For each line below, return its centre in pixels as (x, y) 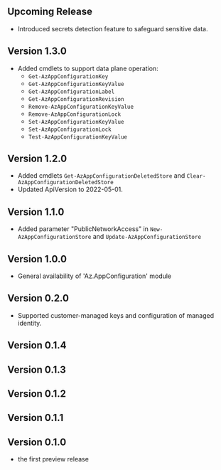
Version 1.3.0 (37, 52)
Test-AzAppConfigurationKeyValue (78, 137)
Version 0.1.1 (36, 418)
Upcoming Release (50, 12)
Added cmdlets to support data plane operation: (88, 68)
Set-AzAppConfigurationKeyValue (76, 122)
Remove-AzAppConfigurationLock (75, 114)
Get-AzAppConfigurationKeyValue (76, 84)
